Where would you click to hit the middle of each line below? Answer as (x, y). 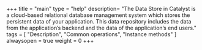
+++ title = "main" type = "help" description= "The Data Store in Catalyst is (101, 9)
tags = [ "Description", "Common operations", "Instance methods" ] (92, 34)
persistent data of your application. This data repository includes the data (99, 21)
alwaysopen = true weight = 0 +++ (50, 41)
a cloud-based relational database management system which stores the (98, 15)
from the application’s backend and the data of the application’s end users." (102, 28)
